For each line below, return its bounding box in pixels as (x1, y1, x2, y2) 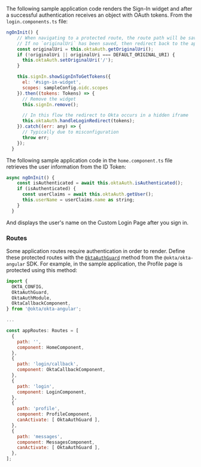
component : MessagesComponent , (17, 439, 95, 445)
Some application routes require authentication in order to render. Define (6, 247, 185, 254)
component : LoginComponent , (17, 389, 87, 395)
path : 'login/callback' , (17, 361, 79, 367)
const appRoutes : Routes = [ (6, 328, 79, 334)
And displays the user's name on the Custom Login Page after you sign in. (6, 219, 189, 226)
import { (6, 278, 28, 284)
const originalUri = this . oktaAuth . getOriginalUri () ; (17, 46, 154, 52)
